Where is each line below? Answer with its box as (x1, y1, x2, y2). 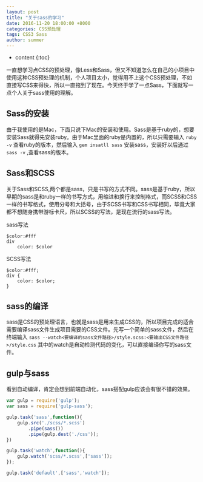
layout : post (6, 8, 39, 15)
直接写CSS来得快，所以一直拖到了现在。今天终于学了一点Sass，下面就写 (6, 81, 188, 89)
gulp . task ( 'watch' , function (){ (6, 447, 85, 454)
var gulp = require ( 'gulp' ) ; (6, 398, 80, 404)
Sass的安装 (6, 109, 50, 119)
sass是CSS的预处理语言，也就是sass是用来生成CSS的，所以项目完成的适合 (6, 318, 194, 325)
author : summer (6, 37, 45, 43)
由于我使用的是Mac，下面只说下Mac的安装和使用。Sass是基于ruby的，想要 (6, 126, 195, 133)
